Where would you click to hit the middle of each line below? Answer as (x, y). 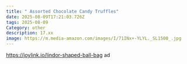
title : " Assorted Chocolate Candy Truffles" (62, 11)
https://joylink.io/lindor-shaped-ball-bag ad (58, 55)
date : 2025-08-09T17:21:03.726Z (45, 17)
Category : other (26, 28)
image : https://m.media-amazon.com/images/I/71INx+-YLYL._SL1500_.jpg (94, 38)
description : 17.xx (30, 33)
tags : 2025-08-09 (27, 22)
